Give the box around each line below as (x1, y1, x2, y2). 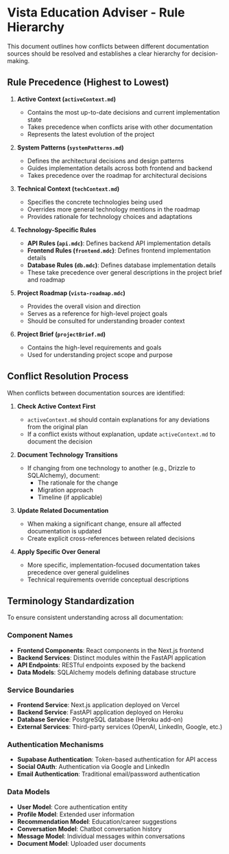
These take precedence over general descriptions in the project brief (27, 268, 223, 276)
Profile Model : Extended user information (16, 810, 135, 818)
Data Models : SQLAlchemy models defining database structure (16, 668, 197, 676)
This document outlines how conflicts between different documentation (7, 42, 209, 50)
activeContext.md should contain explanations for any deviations (27, 415, 210, 424)
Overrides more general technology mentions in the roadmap (27, 205, 200, 213)
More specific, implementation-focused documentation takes (27, 561, 200, 569)
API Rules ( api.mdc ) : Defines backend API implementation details (27, 239, 211, 247)
